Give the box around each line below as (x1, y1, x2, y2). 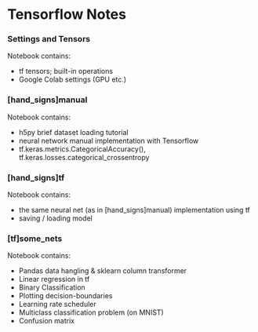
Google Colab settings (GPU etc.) (18, 75, 127, 84)
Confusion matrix (18, 316, 75, 326)
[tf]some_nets (7, 233, 63, 244)
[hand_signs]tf (7, 172, 65, 183)
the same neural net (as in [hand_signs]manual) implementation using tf (18, 206, 250, 215)
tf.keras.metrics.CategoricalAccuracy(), (18, 144, 146, 154)
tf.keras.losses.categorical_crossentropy (18, 152, 150, 162)
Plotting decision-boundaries (18, 291, 113, 301)
